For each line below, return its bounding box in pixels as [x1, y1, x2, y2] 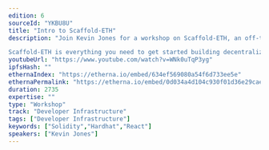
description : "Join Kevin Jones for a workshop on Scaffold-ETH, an [8, 34, 242, 42]
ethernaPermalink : [8, 77, 70, 86]
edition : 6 [8, 11, 45, 20]
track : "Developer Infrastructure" [8, 108, 127, 116]
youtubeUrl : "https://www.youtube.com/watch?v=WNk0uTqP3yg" [8, 56, 214, 64]
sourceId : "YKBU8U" [8, 19, 74, 27]
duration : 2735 [8, 85, 59, 93]
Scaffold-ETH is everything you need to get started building [8, 49, 220, 57]
